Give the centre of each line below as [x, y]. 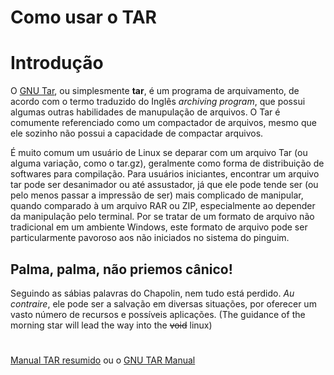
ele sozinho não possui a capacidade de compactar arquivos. [137, 133]
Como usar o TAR [83, 17]
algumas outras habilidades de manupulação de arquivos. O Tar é [145, 112]
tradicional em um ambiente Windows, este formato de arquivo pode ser [159, 227]
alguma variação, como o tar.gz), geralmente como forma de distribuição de [167, 163]
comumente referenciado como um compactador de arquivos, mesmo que [163, 123]
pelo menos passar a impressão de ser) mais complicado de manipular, [157, 195]
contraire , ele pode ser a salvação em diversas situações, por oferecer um [163, 303]
